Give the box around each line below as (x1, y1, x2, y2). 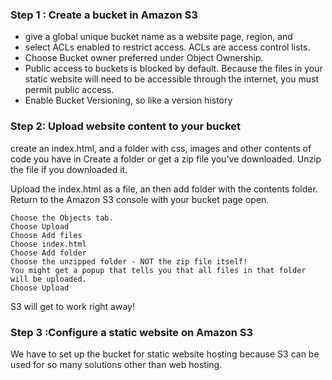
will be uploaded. (10, 274, 87, 284)
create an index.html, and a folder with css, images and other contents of (10, 142, 312, 154)
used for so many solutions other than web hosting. (10, 358, 223, 370)
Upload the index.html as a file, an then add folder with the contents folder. (10, 183, 318, 195)
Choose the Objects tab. (10, 213, 114, 223)
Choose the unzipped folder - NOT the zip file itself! (10, 256, 248, 267)
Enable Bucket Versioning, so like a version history (24, 94, 233, 107)
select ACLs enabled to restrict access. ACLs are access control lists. (24, 41, 311, 53)
